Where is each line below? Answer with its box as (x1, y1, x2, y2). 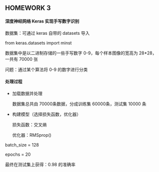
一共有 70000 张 (5, 56, 38, 62)
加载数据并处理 (12, 90, 43, 96)
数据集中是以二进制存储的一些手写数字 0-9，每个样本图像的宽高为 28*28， (5, 50, 157, 56)
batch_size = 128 (5, 142, 39, 147)
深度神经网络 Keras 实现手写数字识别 (5, 18, 79, 24)
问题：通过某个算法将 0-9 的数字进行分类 (5, 66, 88, 73)
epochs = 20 (5, 151, 31, 157)
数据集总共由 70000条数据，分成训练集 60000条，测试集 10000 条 (12, 100, 147, 107)
